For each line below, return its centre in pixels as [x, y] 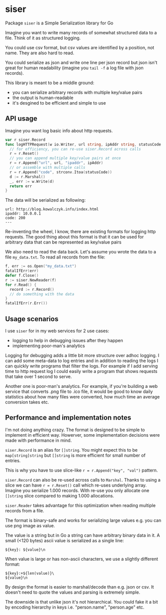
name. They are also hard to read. [40, 53]
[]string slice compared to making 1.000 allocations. [60, 495]
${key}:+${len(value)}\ [30, 573]
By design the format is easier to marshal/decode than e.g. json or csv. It [80, 587]
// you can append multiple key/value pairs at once [65, 158]
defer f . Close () [22, 275]
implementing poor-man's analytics [49, 346]
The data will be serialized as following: [45, 200]
